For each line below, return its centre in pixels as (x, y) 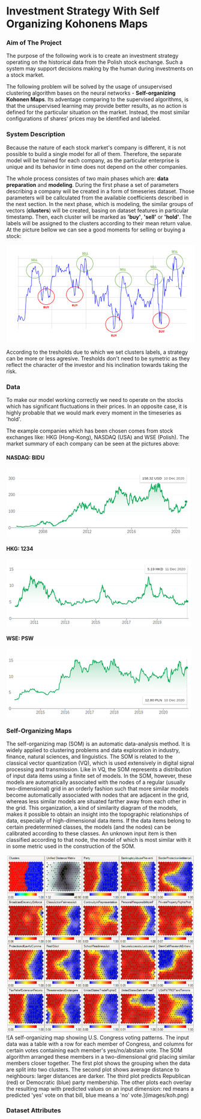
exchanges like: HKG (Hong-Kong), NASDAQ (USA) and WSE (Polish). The (98, 437)
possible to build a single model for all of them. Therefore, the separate (94, 154)
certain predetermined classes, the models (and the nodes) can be (89, 827)
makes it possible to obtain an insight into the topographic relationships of (97, 814)
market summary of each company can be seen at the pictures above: (93, 444)
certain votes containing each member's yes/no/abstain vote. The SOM (94, 1050)
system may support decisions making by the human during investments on (100, 69)
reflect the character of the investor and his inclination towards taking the (97, 365)
